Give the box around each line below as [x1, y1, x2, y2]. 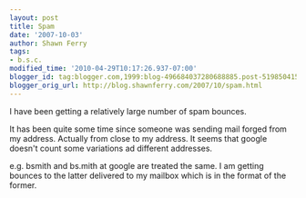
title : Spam [9, 22, 55, 31]
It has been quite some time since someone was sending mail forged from [9, 124, 287, 134]
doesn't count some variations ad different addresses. [9, 143, 212, 153]
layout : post [9, 13, 59, 23]
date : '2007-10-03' [9, 30, 84, 39]
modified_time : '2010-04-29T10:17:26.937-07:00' [9, 64, 198, 74]
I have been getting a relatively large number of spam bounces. [9, 105, 248, 116]
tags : [9, 47, 30, 56]
